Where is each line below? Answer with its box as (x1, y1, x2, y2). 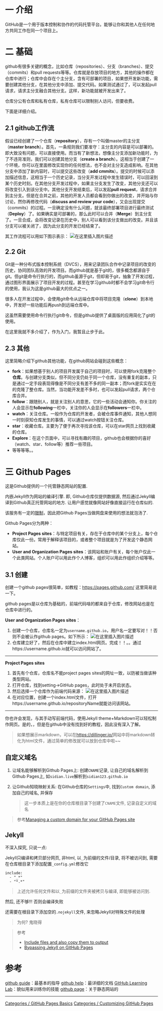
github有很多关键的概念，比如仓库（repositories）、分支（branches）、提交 (5, 63, 154, 69)
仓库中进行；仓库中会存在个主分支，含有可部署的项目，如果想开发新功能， (5, 75, 154, 81)
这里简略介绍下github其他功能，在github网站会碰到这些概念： (5, 358, 129, 364)
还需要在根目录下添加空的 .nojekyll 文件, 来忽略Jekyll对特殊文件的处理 (5, 909, 145, 915)
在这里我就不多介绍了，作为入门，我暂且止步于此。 (5, 329, 107, 335)
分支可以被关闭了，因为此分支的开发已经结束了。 (5, 223, 103, 229)
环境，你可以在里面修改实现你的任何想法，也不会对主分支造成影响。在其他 (9, 162, 158, 168)
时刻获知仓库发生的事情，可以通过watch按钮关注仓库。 (16, 417, 127, 423)
